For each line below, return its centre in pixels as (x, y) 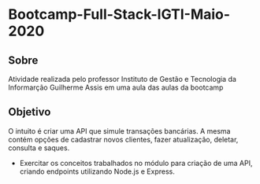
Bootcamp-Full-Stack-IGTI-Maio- (119, 15)
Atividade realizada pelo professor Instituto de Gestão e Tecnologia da (122, 79)
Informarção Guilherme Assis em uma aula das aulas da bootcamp (116, 87)
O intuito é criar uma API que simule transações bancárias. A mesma (119, 131)
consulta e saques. (39, 148)
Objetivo (30, 112)
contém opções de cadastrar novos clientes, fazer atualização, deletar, (123, 139)
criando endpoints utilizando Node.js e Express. (97, 171)
